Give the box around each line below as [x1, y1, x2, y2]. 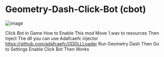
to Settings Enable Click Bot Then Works [5, 46, 89, 52]
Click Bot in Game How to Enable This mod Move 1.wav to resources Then [5, 30, 159, 36]
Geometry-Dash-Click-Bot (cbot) [5, 4, 146, 15]
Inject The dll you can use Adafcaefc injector [5, 35, 98, 41]
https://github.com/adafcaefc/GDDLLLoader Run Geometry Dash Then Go [5, 40, 159, 46]
